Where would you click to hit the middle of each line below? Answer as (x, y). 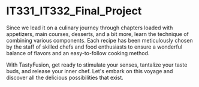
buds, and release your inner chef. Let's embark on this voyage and (90, 71)
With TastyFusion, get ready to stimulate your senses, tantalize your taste (97, 65)
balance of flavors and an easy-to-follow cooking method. (78, 53)
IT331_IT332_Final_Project (74, 11)
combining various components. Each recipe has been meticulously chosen (99, 40)
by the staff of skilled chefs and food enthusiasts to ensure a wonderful (94, 47)
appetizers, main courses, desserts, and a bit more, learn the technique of (98, 34)
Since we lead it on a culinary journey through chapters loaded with (90, 28)
